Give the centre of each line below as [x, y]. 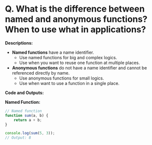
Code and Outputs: [25, 93]
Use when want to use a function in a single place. [69, 83]
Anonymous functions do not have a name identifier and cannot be [79, 68]
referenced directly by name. [41, 73]
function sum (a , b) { [27, 115]
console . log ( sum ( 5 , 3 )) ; [30, 133]
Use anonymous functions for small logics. [62, 78]
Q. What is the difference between [75, 9]
